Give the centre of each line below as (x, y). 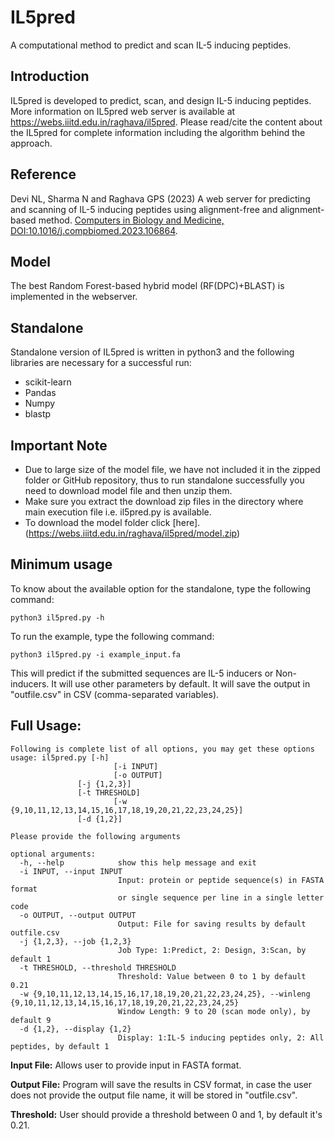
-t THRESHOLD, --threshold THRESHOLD (98, 967)
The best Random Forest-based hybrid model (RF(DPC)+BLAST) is (147, 286)
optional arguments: (53, 854)
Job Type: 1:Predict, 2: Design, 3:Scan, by (212, 950)
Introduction (50, 76)
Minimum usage (61, 564)
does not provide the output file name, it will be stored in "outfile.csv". (154, 1095)
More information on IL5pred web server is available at (123, 111)
